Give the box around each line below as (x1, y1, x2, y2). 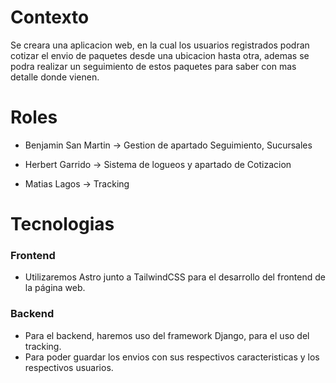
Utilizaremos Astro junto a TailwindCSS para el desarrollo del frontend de (24, 271, 326, 283)
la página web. (24, 282, 86, 294)
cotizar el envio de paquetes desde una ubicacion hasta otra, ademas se (10, 49, 310, 61)
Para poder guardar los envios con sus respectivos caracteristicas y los (24, 351, 320, 363)
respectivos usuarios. (24, 361, 114, 373)
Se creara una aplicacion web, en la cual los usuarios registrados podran (10, 39, 310, 51)
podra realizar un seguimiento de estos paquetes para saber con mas (10, 60, 297, 72)
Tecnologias (10, 213, 115, 236)
